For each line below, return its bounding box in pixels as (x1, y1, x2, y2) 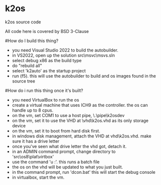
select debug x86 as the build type (12, 57, 82, 63)
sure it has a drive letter (12, 138, 60, 144)
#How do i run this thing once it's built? (5, 87, 83, 93)
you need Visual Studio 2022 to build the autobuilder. (12, 47, 119, 53)
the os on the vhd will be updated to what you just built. (12, 164, 123, 170)
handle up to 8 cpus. (12, 107, 53, 113)
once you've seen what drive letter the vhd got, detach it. (12, 143, 127, 149)
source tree (12, 78, 35, 84)
